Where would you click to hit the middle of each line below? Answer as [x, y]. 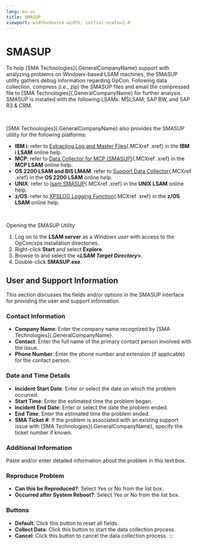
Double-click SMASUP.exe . [48, 262]
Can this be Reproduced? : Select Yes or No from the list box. [89, 489]
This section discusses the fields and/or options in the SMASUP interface [95, 295]
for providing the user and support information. [63, 301]
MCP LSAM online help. [44, 165]
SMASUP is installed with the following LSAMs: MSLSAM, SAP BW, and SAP [98, 99]
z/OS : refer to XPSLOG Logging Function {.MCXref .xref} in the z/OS [97, 196]
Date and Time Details [38, 376]
